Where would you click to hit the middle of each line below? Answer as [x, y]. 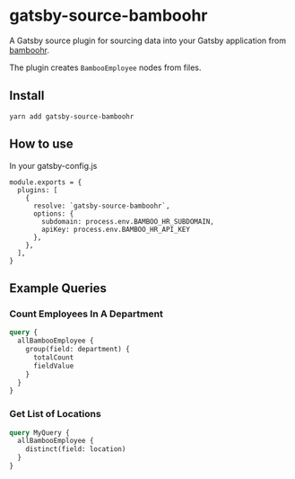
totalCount [53, 357]
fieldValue [53, 366]
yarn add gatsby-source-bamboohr [72, 116]
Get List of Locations [55, 414]
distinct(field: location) [76, 449]
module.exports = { [46, 182]
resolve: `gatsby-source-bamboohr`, [101, 206]
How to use [41, 144]
